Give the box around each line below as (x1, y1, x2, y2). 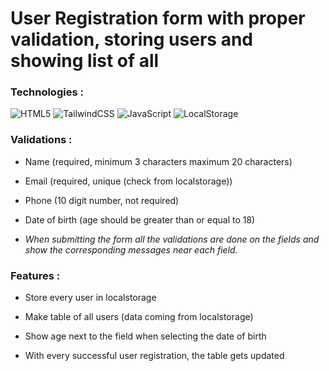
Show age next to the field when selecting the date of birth (24, 330, 267, 342)
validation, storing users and (10, 28, 253, 51)
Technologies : (10, 85, 84, 99)
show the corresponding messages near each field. (24, 243, 238, 256)
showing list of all (10, 50, 160, 72)
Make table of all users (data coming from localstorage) (24, 311, 254, 323)
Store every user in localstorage (24, 292, 157, 304)
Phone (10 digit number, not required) (24, 194, 180, 206)
